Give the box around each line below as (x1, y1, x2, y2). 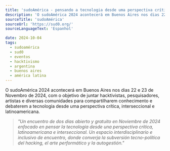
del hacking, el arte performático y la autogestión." (17, 140, 125, 146)
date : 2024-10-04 (5, 35, 42, 41)
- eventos (10, 54, 30, 59)
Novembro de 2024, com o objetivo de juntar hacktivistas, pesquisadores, (5, 92, 159, 98)
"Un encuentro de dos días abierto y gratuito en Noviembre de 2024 (17, 119, 161, 124)
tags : (5, 40, 17, 46)
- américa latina (10, 73, 47, 79)
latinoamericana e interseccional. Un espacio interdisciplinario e (17, 129, 153, 135)
